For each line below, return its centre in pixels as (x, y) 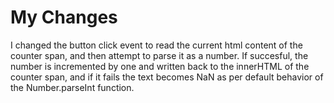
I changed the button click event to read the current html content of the (156, 45)
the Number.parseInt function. (72, 87)
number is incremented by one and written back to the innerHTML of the (160, 66)
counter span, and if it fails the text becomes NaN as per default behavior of (167, 77)
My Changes (64, 17)
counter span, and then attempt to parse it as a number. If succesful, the (159, 55)
